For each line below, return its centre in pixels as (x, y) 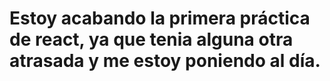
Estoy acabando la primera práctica (160, 18)
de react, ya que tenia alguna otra (151, 39)
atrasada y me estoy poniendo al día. (165, 61)
